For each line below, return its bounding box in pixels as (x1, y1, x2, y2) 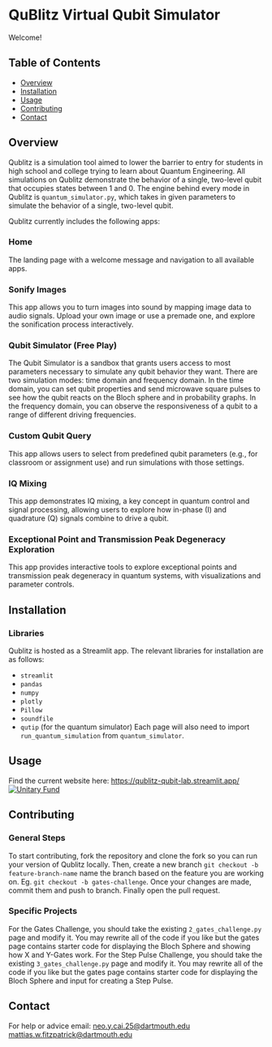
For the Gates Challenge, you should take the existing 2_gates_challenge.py (8, 924, 262, 933)
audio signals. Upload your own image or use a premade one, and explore (8, 311, 256, 321)
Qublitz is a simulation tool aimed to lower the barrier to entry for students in (8, 157, 264, 167)
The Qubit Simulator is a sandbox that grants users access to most (8, 358, 231, 368)
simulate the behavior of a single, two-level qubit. (8, 201, 174, 210)
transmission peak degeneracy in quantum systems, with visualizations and (8, 571, 261, 581)
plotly (19, 698, 43, 706)
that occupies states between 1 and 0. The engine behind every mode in (8, 183, 250, 193)
